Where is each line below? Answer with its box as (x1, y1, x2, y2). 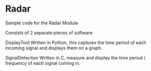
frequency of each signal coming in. (5, 60, 81, 66)
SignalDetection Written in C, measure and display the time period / (5, 54, 146, 61)
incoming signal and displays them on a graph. (5, 45, 103, 51)
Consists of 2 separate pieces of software (5, 29, 93, 35)
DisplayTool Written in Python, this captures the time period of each (5, 39, 146, 46)
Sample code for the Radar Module (5, 20, 79, 26)
